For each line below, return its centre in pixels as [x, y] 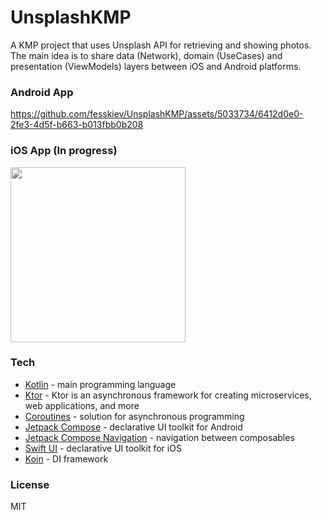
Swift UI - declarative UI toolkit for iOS [103, 448]
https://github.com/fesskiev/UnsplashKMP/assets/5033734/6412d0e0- [157, 114]
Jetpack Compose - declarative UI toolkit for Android [133, 427]
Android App [42, 92]
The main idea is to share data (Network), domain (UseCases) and [146, 55]
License [30, 484]
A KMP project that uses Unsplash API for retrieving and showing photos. [161, 45]
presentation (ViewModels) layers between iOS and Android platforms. [156, 66]
